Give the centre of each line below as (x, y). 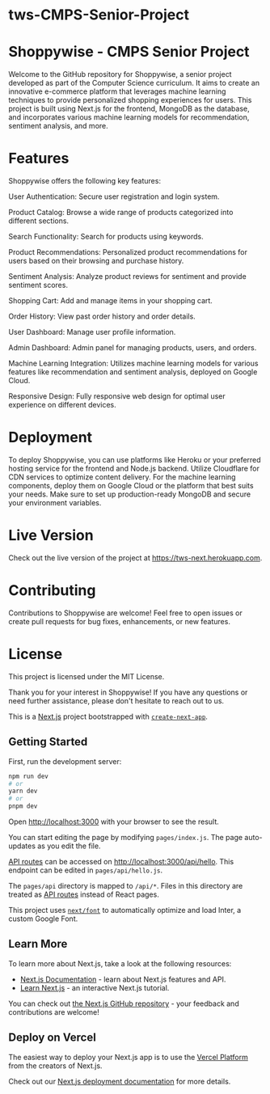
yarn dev (23, 791)
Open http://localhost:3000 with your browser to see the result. (114, 822)
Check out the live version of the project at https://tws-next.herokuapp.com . (135, 558)
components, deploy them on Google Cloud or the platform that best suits (131, 486)
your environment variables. (55, 503)
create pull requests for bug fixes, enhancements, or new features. (119, 621)
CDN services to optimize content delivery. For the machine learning (122, 477)
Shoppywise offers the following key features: (85, 181)
